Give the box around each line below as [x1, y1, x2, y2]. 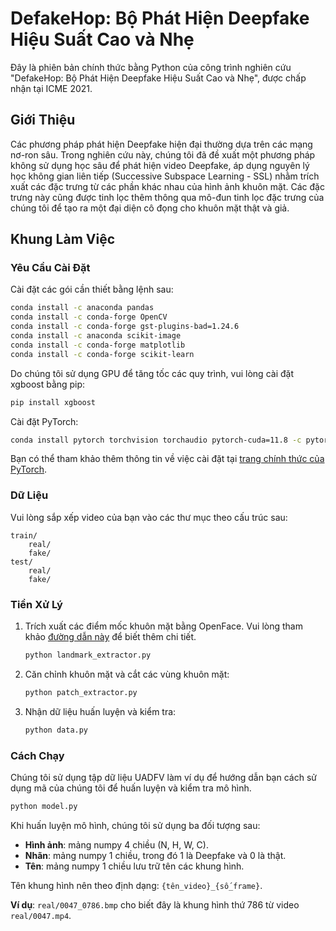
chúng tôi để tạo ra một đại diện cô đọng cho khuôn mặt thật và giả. [10, 202, 290, 214]
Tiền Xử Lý [10, 597, 63, 611]
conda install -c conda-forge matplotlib [10, 340, 186, 350]
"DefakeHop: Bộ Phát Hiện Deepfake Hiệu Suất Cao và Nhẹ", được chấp [10, 72, 307, 84]
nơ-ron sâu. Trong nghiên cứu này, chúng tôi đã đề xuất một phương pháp [10, 148, 316, 161]
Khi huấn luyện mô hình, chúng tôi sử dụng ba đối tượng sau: [10, 819, 261, 831]
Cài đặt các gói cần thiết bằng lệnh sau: [10, 283, 174, 296]
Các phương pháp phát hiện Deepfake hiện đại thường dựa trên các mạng [10, 138, 313, 150]
